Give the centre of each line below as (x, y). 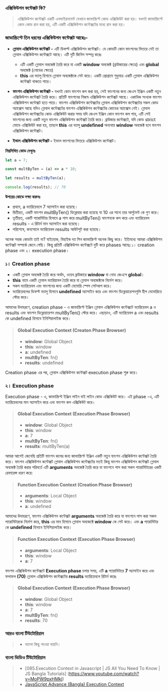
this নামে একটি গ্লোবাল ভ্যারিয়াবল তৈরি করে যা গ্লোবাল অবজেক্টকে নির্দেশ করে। (68, 280)
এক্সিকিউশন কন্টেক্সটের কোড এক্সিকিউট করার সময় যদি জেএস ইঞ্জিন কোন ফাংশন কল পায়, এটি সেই (81, 114)
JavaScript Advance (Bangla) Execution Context (74, 684)
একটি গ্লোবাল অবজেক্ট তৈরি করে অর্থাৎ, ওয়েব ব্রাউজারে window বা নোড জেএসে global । (78, 275)
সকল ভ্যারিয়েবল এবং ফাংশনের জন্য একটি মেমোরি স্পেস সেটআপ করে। (62, 286)
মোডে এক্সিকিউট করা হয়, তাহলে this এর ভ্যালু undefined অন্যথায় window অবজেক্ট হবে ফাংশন (86, 125)
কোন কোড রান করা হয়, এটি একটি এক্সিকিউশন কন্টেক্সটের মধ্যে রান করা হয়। (71, 25)
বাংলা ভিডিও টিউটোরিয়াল (25, 657)
